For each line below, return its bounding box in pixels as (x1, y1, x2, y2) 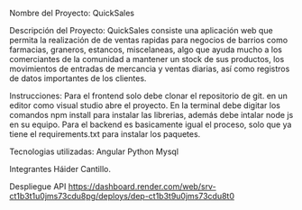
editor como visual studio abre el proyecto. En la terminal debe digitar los (9, 100, 281, 111)
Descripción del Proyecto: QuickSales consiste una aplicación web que (9, 25, 273, 35)
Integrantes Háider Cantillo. (9, 164, 111, 174)
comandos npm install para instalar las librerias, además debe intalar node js (9, 110, 294, 120)
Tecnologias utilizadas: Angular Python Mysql (9, 146, 178, 157)
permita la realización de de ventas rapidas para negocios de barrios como (9, 35, 288, 45)
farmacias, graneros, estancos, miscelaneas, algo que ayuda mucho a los (9, 44, 282, 55)
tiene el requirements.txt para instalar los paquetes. (9, 129, 201, 139)
